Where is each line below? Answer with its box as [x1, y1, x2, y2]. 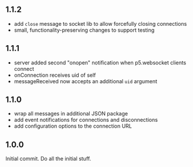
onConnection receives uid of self [13, 71, 96, 79]
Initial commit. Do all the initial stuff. [5, 155, 92, 162]
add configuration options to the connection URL [13, 122, 133, 129]
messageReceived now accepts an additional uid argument [13, 77, 158, 84]
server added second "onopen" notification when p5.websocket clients [13, 59, 187, 66]
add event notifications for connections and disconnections [13, 117, 158, 124]
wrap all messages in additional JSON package [13, 110, 128, 117]
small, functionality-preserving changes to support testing [13, 26, 155, 33]
